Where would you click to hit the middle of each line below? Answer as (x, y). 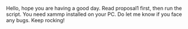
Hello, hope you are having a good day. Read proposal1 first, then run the (94, 8)
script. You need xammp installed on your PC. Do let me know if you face (94, 14)
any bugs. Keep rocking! (35, 20)
